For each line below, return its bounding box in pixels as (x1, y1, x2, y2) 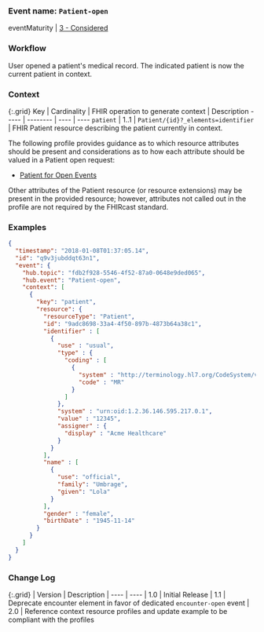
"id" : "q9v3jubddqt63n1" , (15, 254, 101, 262)
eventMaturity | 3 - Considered (8, 24, 108, 33)
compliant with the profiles (8, 615, 94, 624)
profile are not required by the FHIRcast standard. (8, 202, 169, 211)
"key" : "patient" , (36, 298, 97, 306)
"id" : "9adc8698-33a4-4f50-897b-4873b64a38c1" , (42, 320, 202, 327)
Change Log (8, 572, 56, 583)
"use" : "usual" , (57, 342, 114, 350)
